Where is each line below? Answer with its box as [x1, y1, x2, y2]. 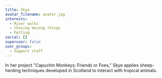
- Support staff [9, 48, 43, 53]
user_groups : [5, 44, 32, 49]
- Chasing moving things [9, 26, 61, 31]
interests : [5, 16, 28, 21]
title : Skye [5, 7, 30, 12]
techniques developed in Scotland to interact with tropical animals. [22, 67, 158, 73]
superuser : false [5, 39, 41, 44]
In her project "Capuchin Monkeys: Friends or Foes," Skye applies [5, 62, 139, 68]
